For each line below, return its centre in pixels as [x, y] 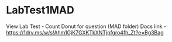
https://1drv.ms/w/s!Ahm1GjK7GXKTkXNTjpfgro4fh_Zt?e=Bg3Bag [85, 32]
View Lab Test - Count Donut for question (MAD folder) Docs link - [86, 26]
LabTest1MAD [40, 10]
